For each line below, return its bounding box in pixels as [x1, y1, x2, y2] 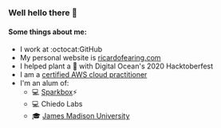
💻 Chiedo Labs [31, 99, 83, 109]
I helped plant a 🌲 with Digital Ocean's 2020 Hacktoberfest [19, 61, 214, 71]
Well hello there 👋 [8, 7, 77, 18]
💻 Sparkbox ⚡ [31, 87, 78, 97]
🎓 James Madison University [31, 111, 130, 121]
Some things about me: [8, 27, 88, 37]
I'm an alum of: [19, 79, 69, 88]
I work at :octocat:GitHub [19, 45, 103, 54]
